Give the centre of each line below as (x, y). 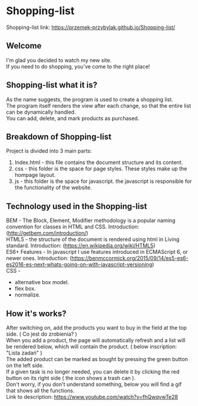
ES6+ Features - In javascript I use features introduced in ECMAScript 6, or (97, 252)
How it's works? (36, 313)
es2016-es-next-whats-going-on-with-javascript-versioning (79, 265)
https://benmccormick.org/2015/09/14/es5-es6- (130, 258)
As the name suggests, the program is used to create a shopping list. (90, 99)
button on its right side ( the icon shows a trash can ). (71, 378)
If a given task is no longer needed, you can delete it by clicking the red (93, 372)
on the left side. (25, 365)
